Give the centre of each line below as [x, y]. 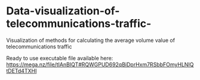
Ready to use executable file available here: [60, 58]
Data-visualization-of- [63, 11]
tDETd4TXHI [21, 70]
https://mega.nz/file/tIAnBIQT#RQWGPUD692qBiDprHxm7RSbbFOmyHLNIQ [100, 64]
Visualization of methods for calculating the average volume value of [90, 40]
